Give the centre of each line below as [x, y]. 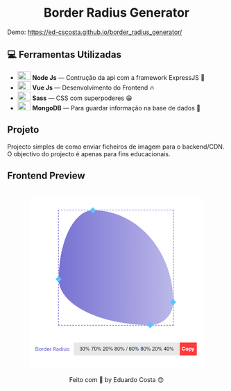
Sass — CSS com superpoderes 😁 [83, 98]
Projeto [23, 130]
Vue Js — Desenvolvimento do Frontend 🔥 [93, 88]
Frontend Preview [46, 175]
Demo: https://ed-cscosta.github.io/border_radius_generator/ [95, 32]
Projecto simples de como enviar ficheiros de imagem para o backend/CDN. [116, 147]
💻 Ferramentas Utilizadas [64, 55]
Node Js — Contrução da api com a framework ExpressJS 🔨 [119, 77]
